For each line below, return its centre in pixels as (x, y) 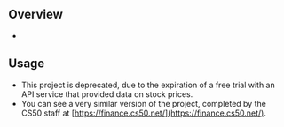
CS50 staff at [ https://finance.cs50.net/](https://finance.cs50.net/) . (144, 113)
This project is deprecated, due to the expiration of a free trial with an (148, 85)
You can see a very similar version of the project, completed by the (144, 103)
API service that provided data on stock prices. (107, 94)
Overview (36, 15)
